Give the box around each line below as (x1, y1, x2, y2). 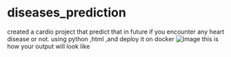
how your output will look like (7, 42, 90, 50)
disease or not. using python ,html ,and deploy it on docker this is (7, 34, 219, 43)
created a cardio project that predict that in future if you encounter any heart (7, 27, 225, 36)
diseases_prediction (7, 5, 126, 21)
